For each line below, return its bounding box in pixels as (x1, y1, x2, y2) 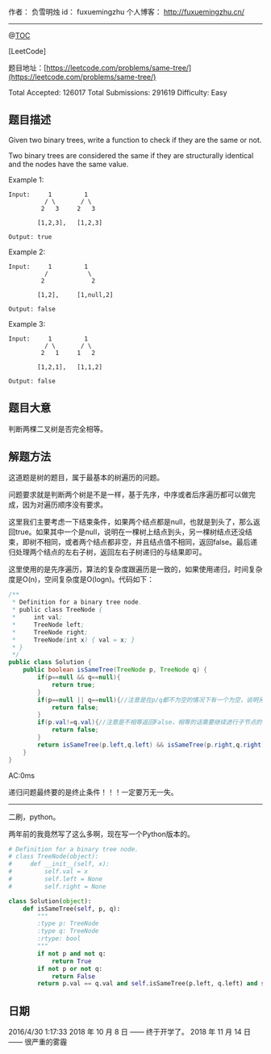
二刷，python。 (8, 812, 60, 822)
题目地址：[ (8, 63, 47, 73)
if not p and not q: (37, 949, 106, 958)
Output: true (8, 232, 52, 240)
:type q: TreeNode (37, 927, 99, 935)
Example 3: (8, 319, 46, 328)
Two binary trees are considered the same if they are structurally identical (8, 150, 254, 160)
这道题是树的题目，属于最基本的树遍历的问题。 (8, 473, 164, 483)
